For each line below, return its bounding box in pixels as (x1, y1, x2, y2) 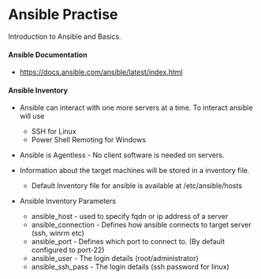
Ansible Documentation (8, 50, 88, 59)
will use (19, 111, 45, 121)
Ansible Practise (8, 6, 118, 24)
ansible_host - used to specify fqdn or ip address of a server (31, 212, 229, 221)
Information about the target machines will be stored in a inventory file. (19, 166, 250, 175)
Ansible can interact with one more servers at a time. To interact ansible (19, 103, 254, 112)
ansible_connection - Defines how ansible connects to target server (31, 220, 252, 230)
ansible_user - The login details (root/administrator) (31, 254, 199, 263)
